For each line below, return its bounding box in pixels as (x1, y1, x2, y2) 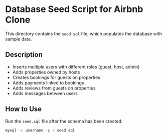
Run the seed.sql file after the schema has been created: (5, 118, 123, 124)
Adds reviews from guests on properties (12, 85, 96, 91)
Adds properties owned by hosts (12, 69, 80, 75)
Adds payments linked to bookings (12, 79, 84, 85)
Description (5, 50, 43, 59)
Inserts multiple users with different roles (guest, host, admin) (12, 63, 140, 69)
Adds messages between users (12, 90, 78, 96)
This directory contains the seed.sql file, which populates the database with (5, 30, 162, 36)
